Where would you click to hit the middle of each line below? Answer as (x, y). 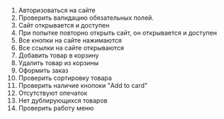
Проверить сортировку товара (65, 78)
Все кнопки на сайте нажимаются (70, 40)
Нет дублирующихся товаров (63, 101)
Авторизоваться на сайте (57, 10)
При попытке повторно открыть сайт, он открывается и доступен (117, 33)
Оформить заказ (43, 70)
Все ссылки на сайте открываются (71, 48)
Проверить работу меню (56, 108)
